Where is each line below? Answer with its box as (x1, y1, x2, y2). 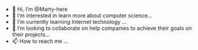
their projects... (12, 31, 50, 38)
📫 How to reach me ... (12, 37, 68, 45)
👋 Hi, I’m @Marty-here (12, 6, 68, 12)
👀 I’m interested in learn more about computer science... (12, 12, 153, 19)
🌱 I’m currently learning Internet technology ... (12, 18, 127, 25)
